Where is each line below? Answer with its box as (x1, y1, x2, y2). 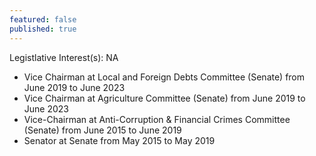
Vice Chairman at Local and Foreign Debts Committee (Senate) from (23, 71, 306, 83)
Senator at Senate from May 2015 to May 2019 (23, 134, 216, 146)
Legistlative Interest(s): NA (9, 51, 119, 63)
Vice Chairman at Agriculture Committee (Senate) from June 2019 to (23, 92, 306, 104)
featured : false (9, 14, 77, 25)
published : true (9, 24, 77, 34)
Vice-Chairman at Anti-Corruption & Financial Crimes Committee (23, 113, 291, 125)
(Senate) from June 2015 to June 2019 (23, 124, 182, 136)
